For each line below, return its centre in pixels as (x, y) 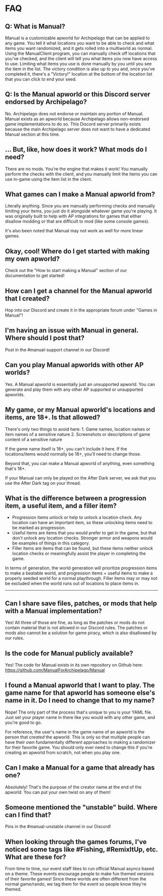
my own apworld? (33, 259)
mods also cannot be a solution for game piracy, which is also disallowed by (81, 633)
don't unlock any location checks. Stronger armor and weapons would (82, 538)
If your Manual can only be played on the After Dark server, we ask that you (81, 478)
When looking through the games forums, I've (76, 842)
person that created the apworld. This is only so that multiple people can (78, 737)
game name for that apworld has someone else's (80, 693)
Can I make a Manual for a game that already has (80, 768)
